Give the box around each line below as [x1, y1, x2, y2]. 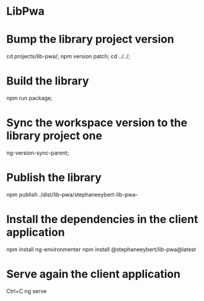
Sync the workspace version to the [6, 116, 188, 130]
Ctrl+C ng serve [6, 287, 47, 295]
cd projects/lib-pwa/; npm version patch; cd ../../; [6, 53, 130, 60]
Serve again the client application [6, 267, 181, 281]
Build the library [6, 74, 89, 88]
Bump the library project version [6, 32, 175, 47]
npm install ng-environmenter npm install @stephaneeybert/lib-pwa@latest [6, 245, 196, 253]
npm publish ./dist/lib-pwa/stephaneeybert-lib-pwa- [6, 191, 138, 198]
